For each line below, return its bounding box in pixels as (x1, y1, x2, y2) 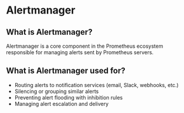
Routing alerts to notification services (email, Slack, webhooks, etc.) (14, 81, 179, 88)
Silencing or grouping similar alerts (14, 88, 99, 95)
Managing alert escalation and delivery (14, 100, 109, 107)
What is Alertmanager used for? (6, 66, 126, 76)
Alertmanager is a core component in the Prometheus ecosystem (6, 42, 163, 49)
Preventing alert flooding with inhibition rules (14, 94, 123, 101)
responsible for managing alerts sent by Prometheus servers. (6, 49, 154, 56)
